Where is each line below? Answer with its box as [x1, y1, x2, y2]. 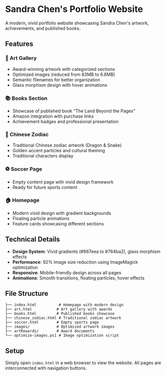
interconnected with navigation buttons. [5, 365, 87, 371]
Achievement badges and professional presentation [12, 118, 119, 124]
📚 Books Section [5, 95, 48, 102]
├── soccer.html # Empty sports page [5, 320, 99, 325]
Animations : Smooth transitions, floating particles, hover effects [12, 275, 145, 281]
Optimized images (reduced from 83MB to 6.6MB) [12, 71, 116, 77]
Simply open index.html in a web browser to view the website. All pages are [5, 360, 162, 366]
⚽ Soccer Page [5, 166, 42, 173]
